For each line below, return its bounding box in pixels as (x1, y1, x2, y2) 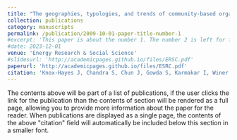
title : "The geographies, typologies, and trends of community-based (7, 10, 217, 18)
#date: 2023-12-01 (7, 43, 61, 50)
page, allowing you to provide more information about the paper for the (7, 103, 214, 112)
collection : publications (7, 17, 83, 24)
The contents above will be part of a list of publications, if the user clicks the (7, 89, 229, 97)
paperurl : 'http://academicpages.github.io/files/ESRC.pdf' (7, 63, 188, 70)
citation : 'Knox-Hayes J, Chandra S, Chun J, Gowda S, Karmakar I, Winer (7, 69, 229, 76)
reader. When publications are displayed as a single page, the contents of (7, 110, 221, 120)
